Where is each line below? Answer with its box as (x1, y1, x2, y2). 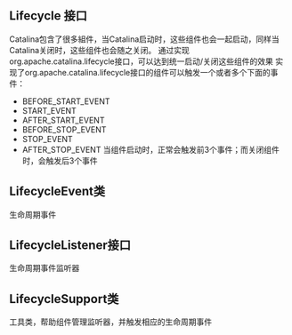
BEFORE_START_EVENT (21, 96, 110, 107)
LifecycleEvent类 (9, 184, 106, 199)
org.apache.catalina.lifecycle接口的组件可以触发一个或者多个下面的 (24, 67, 271, 77)
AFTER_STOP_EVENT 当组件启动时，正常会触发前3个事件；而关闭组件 (21, 144, 280, 155)
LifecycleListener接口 (9, 238, 132, 253)
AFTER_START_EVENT (21, 115, 105, 125)
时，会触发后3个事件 (21, 155, 98, 166)
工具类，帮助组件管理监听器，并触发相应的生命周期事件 (9, 316, 212, 327)
